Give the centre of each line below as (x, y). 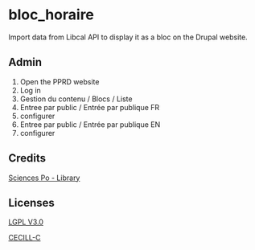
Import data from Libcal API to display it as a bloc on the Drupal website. (128, 37)
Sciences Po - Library (44, 178)
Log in (31, 90)
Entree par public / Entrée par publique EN (90, 124)
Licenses (31, 203)
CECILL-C (25, 238)
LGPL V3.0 (26, 222)
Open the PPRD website (60, 81)
